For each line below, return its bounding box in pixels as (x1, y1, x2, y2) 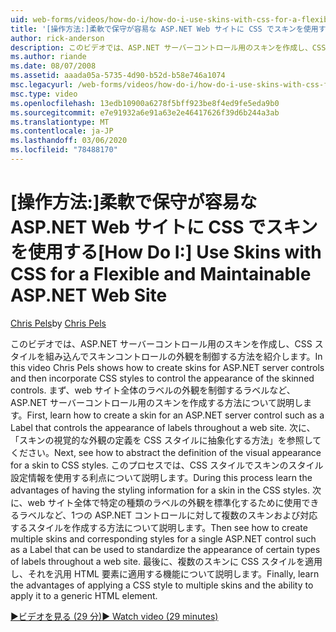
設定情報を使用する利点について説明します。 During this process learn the (10, 471, 313, 483)
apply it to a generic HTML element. (10, 589, 158, 601)
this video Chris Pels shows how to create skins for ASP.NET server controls (10, 361, 325, 373)
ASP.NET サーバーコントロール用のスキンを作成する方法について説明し (10, 396, 304, 408)
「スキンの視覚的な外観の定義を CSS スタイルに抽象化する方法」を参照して (10, 434, 322, 446)
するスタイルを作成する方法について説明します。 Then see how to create (10, 521, 308, 533)
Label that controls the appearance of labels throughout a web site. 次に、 (10, 421, 316, 433)
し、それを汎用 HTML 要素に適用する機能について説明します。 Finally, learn (10, 567, 320, 580)
